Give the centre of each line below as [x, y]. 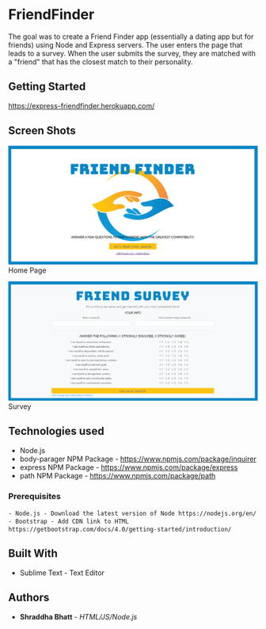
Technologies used [56, 431]
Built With [33, 553]
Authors [29, 598]
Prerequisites [34, 496]
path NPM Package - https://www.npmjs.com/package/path [118, 475]
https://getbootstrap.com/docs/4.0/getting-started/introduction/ [120, 530]
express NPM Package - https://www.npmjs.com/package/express [129, 467]
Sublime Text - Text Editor [62, 573]
